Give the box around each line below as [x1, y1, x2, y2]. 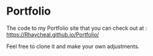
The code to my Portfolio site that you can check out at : [6, 24, 148, 32]
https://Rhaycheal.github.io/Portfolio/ [6, 30, 99, 38]
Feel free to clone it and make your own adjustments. [6, 43, 140, 50]
